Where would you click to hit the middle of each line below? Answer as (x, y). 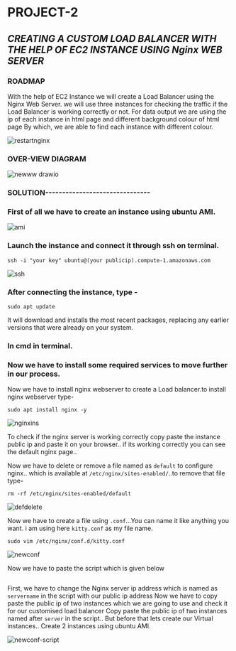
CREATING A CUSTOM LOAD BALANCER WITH (112, 39)
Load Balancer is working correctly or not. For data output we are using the (117, 112)
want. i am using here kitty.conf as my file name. (80, 528)
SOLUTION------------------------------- (79, 193)
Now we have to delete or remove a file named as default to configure (110, 466)
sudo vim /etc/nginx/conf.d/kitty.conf (66, 542)
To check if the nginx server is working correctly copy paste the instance (114, 437)
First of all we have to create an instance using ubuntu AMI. (112, 212)
